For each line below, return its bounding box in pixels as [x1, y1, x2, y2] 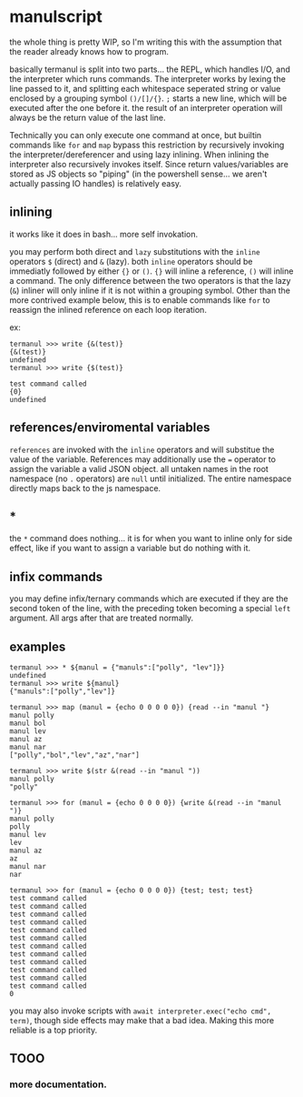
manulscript [9, 6, 103, 27]
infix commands [9, 569, 103, 584]
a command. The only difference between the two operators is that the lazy [9, 275, 291, 286]
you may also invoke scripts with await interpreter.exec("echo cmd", [9, 1005, 272, 1016]
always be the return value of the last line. [9, 112, 166, 123]
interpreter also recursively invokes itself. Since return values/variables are [9, 158, 288, 169]
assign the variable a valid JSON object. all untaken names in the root [9, 463, 269, 474]
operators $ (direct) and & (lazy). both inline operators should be [9, 256, 253, 267]
